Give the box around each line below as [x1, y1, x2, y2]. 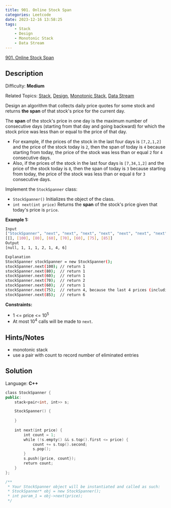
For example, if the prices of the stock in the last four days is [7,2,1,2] [12, 138, 162, 144]
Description [5, 69, 43, 78]
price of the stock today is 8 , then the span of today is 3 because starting [12, 165, 166, 171]
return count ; [23, 461, 53, 466]
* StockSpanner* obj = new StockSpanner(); [7, 489, 101, 494]
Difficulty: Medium [5, 82, 45, 89]
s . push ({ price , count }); [23, 456, 76, 461]
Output [5, 241, 19, 246]
